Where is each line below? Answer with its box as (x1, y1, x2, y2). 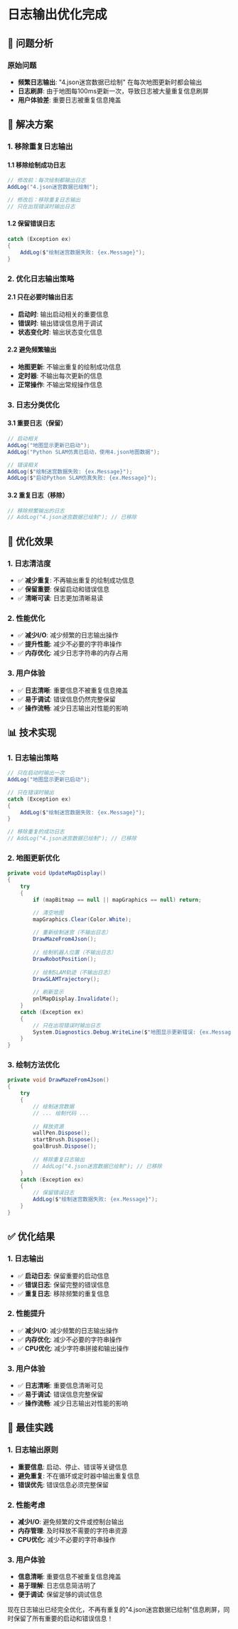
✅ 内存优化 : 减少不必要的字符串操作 (17, 1335, 122, 1344)
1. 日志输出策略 (7, 753, 59, 763)
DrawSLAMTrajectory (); (33, 975, 100, 982)
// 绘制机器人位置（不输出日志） (33, 949, 117, 956)
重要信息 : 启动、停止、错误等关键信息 (17, 1462, 128, 1471)
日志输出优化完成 (7, 6, 108, 23)
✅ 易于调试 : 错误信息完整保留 (17, 1390, 104, 1399)
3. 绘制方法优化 (7, 1060, 60, 1070)
